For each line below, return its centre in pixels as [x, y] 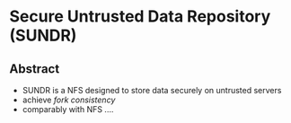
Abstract [35, 69]
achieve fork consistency [69, 100]
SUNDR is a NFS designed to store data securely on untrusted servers [152, 90]
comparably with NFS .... [68, 109]
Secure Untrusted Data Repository [140, 17]
